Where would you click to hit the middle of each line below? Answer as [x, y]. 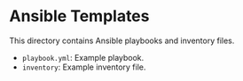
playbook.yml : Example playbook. [83, 57]
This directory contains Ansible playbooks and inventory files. [122, 40]
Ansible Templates [79, 16]
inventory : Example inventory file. [84, 67]
